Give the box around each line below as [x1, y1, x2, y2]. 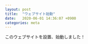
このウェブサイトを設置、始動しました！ [5, 34, 85, 40]
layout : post [5, 7, 31, 12]
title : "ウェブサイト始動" [5, 11, 55, 16]
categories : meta [5, 20, 40, 25]
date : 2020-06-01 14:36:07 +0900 [5, 16, 76, 21]
